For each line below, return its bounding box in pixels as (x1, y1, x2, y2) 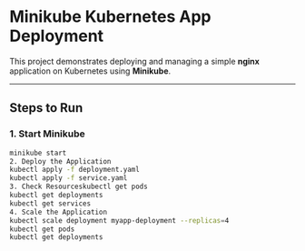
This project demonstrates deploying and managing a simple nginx (9, 55, 261, 66)
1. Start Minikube (9, 127, 86, 140)
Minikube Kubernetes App (9, 6, 212, 27)
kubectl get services (9, 198, 92, 208)
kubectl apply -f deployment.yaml (9, 166, 141, 175)
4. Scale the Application (9, 207, 107, 216)
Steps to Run (9, 100, 84, 115)
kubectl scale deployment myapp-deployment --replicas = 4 (9, 216, 230, 225)
